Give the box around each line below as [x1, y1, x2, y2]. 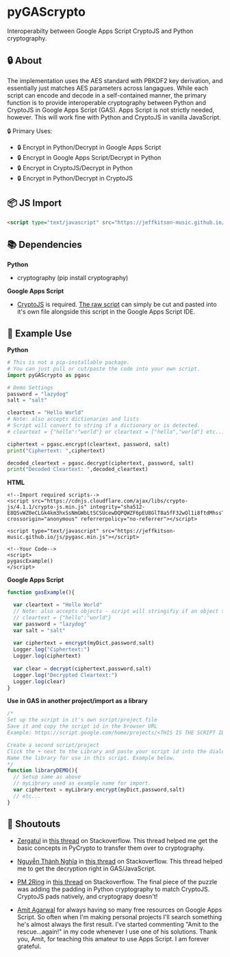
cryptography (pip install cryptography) [16, 274, 129, 282]
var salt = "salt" [13, 627, 66, 634]
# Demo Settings [7, 384, 53, 391]
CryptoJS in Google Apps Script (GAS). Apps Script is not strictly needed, [7, 106, 215, 114]
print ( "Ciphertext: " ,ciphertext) [7, 447, 106, 454]
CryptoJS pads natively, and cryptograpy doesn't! [16, 892, 158, 900]
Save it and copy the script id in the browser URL [7, 723, 157, 730]
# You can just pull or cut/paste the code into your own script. [7, 365, 201, 372]
